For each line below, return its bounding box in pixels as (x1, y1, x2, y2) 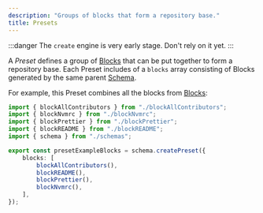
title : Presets (8, 19, 58, 27)
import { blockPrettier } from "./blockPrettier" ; (8, 118, 178, 126)
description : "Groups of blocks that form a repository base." (8, 11, 220, 20)
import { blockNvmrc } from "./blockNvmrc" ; (8, 110, 157, 118)
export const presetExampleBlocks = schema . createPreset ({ (8, 147, 206, 155)
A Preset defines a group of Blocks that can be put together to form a (8, 56, 233, 65)
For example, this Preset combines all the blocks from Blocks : (8, 88, 208, 97)
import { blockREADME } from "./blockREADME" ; (8, 125, 164, 133)
